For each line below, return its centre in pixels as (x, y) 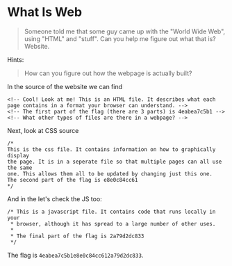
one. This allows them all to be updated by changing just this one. (110, 174)
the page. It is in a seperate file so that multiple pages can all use (115, 162)
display (18, 155)
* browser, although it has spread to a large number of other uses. (113, 224)
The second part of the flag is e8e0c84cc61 (73, 180)
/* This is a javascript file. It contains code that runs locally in (111, 212)
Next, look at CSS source (43, 130)
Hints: (16, 59)
